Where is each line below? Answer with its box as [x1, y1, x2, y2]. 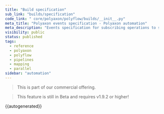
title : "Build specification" [5, 7, 67, 12]
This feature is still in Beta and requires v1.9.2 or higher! [17, 93, 129, 99]
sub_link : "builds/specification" [5, 12, 76, 17]
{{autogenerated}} [5, 103, 42, 109]
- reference [9, 44, 34, 48]
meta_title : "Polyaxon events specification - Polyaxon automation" [5, 21, 147, 26]
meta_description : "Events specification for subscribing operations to [5, 25, 156, 30]
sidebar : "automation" [5, 71, 51, 76]
